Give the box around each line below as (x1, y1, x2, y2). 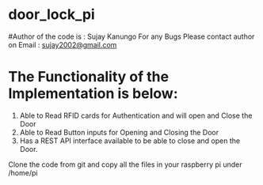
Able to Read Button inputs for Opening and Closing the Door (19, 127, 219, 137)
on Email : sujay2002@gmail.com (8, 40, 117, 49)
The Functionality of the (8, 68, 169, 86)
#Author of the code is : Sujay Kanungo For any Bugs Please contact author (8, 32, 255, 41)
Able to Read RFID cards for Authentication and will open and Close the (19, 111, 253, 120)
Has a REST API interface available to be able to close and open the (19, 136, 240, 145)
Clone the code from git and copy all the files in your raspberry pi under (8, 160, 242, 169)
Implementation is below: (8, 85, 178, 103)
